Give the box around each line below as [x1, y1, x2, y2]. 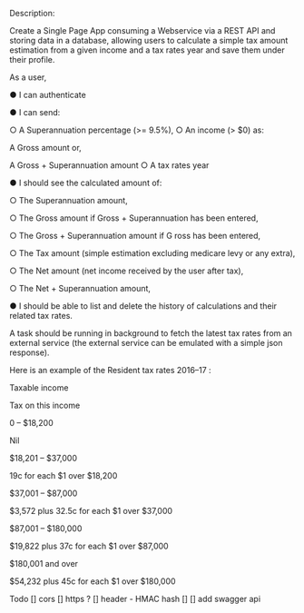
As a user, [9, 72, 47, 83]
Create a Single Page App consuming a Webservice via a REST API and [9, 25, 276, 35]
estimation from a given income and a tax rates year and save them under [9, 44, 285, 55]
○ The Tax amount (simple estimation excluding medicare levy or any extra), [9, 248, 296, 258]
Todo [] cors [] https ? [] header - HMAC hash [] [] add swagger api [9, 594, 261, 604]
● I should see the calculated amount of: [9, 177, 162, 188]
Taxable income [9, 382, 69, 393]
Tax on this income [9, 400, 81, 410]
